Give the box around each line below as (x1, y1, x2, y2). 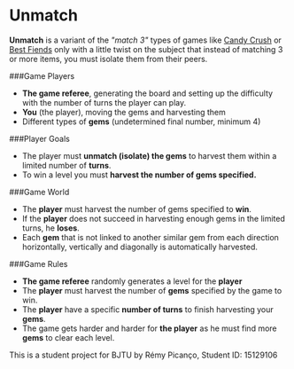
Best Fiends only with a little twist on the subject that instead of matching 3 (9, 43, 283, 54)
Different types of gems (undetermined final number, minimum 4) (21, 116, 261, 127)
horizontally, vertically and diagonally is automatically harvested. (21, 241, 259, 252)
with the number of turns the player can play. (21, 97, 187, 107)
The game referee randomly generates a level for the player (21, 276, 243, 287)
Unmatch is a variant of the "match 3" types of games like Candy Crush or (9, 35, 282, 45)
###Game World (9, 186, 70, 197)
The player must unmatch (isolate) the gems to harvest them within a (21, 150, 277, 161)
